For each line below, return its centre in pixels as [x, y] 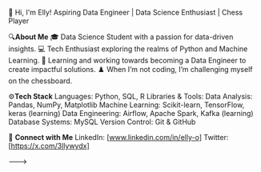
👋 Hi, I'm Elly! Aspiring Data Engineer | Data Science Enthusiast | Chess [125, 12]
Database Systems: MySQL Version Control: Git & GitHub [102, 122]
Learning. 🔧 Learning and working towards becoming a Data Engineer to [127, 60]
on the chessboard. [40, 81]
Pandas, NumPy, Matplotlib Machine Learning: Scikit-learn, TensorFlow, [126, 105]
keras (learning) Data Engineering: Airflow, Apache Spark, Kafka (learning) [131, 113]
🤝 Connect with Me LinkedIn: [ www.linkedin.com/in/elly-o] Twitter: [118, 137]
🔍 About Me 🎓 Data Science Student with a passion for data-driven [121, 37]
